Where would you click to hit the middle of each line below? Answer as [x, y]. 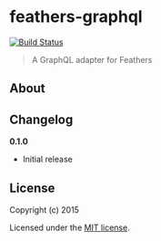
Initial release [47, 159]
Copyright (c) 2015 [45, 210]
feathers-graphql [76, 17]
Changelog [41, 119]
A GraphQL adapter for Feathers [92, 59]
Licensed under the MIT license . [70, 227]
